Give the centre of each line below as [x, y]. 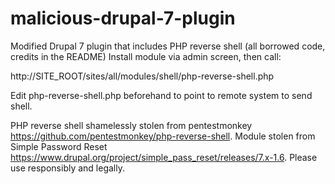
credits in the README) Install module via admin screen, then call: [146, 56]
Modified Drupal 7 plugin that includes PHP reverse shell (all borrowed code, [168, 46]
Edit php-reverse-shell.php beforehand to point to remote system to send [161, 95]
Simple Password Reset [59, 146]
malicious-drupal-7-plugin [123, 18]
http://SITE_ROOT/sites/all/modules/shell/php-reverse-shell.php [142, 76]
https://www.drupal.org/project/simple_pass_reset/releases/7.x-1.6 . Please [164, 157]
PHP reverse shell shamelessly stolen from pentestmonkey [131, 125]
